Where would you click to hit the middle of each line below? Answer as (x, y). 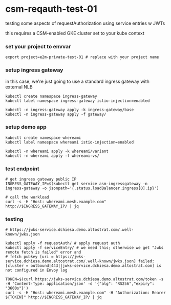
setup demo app (26, 127)
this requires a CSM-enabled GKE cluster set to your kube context (75, 33)
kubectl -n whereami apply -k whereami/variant (57, 151)
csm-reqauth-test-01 (51, 9)
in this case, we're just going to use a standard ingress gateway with (78, 81)
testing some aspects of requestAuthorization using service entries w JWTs (85, 23)
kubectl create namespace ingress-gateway (51, 96)
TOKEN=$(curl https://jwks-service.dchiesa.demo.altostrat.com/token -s (84, 279)
